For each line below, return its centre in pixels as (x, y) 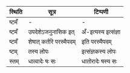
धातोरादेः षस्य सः (99, 61)
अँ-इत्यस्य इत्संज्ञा (101, 32)
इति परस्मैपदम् (96, 42)
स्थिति (16, 12)
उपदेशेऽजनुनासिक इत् (51, 32)
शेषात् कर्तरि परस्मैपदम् (52, 42)
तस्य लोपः (39, 52)
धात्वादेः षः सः (42, 61)
